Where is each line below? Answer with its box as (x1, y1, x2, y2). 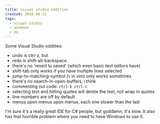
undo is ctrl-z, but (12, 53, 48, 58)
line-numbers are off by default (12, 94, 75, 100)
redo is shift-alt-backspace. (12, 58, 68, 63)
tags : (5, 16, 16, 21)
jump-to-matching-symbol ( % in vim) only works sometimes (12, 73, 132, 79)
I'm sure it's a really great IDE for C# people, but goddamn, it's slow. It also (5, 108, 155, 114)
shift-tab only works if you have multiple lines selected (12, 68, 122, 73)
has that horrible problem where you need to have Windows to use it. (5, 114, 144, 119)
